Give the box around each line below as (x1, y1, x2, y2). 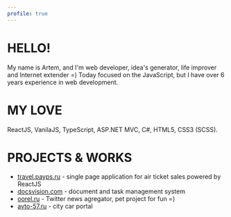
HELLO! (7, 40, 51, 56)
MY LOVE (7, 102, 62, 118)
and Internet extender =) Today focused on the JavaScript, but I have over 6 (7, 70, 225, 79)
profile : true (7, 10, 49, 17)
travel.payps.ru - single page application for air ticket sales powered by (17, 172, 221, 181)
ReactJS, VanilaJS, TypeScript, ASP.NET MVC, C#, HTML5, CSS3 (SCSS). (7, 125, 219, 134)
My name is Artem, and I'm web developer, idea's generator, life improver (7, 63, 217, 72)
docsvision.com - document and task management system (17, 187, 186, 195)
